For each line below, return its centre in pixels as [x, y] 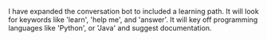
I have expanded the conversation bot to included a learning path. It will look [133, 11]
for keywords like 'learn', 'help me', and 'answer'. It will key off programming [133, 20]
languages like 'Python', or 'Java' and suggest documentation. [110, 28]
